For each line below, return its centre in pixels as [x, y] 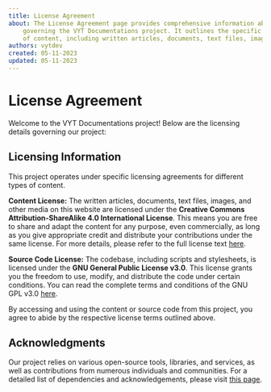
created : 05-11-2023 [43, 53]
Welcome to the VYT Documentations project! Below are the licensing [124, 123]
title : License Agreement [52, 16]
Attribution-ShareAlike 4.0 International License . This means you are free [133, 218]
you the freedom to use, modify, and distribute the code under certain [124, 276]
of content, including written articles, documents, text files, [135, 38]
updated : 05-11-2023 [43, 61]
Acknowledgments [57, 343]
